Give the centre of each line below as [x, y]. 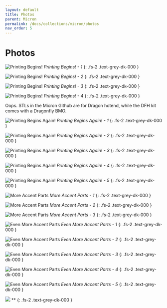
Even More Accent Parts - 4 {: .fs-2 [97, 270]
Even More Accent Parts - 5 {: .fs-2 [97, 285]
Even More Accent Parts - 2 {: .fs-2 [97, 240]
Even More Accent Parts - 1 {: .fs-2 [97, 225]
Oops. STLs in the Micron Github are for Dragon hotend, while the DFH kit [81, 106]
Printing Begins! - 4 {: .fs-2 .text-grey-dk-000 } [92, 96]
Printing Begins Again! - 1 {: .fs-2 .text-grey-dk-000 [109, 121]
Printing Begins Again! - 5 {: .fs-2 [90, 181]
